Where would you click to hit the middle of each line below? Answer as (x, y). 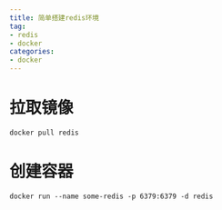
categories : (32, 52)
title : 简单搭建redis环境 (55, 18)
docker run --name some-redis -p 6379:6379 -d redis (111, 196)
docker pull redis (44, 133)
